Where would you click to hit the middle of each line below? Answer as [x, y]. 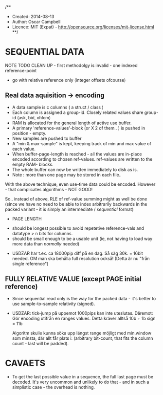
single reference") [30, 263]
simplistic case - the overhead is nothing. [54, 387]
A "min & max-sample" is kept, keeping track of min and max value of [82, 143]
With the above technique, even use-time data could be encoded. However [80, 184]
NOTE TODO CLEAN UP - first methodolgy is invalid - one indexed [71, 65]
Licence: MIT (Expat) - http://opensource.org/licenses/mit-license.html [83, 27]
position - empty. [29, 133]
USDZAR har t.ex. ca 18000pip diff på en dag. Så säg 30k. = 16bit [77, 253]
